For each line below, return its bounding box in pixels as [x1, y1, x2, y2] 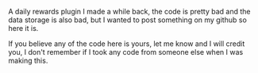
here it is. [8, 24, 39, 33]
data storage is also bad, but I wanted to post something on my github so [8, 15, 248, 25]
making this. [8, 56, 48, 65]
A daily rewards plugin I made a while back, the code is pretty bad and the [8, 7, 251, 16]
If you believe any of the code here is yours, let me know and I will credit [8, 39, 245, 48]
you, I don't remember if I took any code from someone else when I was [8, 48, 244, 56]
